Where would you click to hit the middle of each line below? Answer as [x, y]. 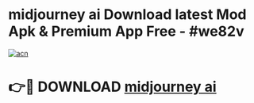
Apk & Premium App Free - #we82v [126, 31]
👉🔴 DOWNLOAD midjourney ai [112, 87]
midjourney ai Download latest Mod [127, 15]
